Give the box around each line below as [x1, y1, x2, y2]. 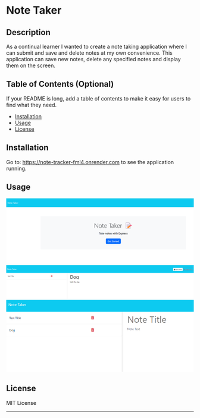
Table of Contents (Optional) [6, 79, 114, 89]
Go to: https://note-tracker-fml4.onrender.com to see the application [6, 158, 174, 165]
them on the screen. [6, 62, 55, 69]
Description [6, 27, 51, 37]
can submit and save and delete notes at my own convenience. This [6, 49, 173, 56]
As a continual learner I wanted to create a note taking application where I [6, 43, 187, 50]
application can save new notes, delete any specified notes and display [6, 56, 181, 62]
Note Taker [6, 4, 62, 17]
